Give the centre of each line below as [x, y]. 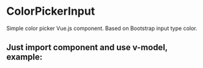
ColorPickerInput [51, 11]
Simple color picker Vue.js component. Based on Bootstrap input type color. [102, 28]
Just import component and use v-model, [87, 47]
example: [24, 57]
